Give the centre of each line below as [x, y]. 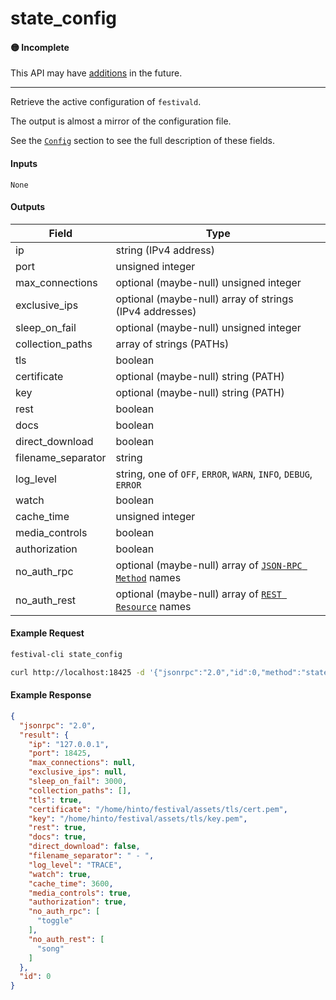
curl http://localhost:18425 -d [77, 672]
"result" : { [44, 735]
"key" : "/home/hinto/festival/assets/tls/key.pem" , [138, 818]
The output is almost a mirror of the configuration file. [121, 121]
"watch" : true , [60, 874]
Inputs [24, 163]
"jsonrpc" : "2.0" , [58, 725]
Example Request [47, 633]
